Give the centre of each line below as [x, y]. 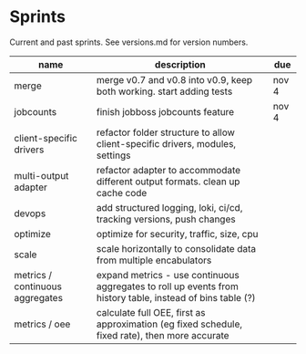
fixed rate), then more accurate [163, 335]
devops [30, 213]
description [180, 64]
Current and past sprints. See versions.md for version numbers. [129, 42]
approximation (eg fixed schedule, [169, 324]
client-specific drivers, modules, [166, 143]
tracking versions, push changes [166, 219]
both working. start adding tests [164, 91]
